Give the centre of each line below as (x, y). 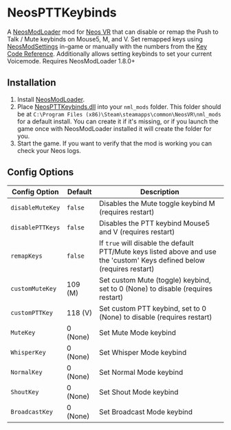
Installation (32, 83)
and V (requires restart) (137, 232)
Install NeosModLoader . (51, 99)
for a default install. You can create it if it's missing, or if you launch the (118, 121)
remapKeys (26, 256)
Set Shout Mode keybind (139, 392)
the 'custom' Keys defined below (152, 260)
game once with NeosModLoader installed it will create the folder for (114, 128)
